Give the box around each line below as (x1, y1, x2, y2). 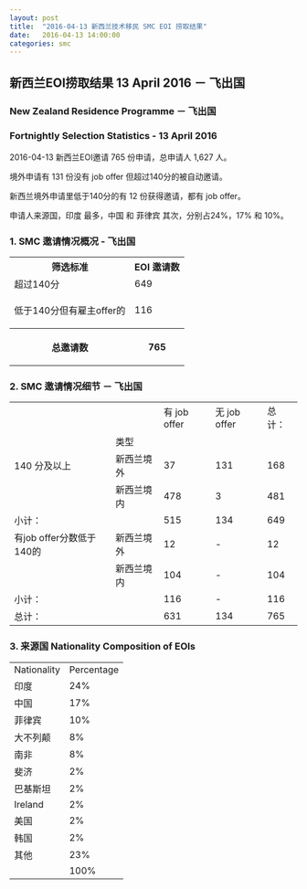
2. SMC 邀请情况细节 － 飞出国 (9, 380, 143, 393)
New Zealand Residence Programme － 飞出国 (9, 104, 217, 117)
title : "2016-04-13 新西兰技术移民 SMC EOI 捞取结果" (9, 22, 207, 31)
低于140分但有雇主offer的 (14, 304, 126, 317)
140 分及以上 (14, 460, 71, 472)
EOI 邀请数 (133, 261, 180, 274)
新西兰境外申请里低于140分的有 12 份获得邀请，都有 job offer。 (9, 190, 247, 201)
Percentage (69, 663, 120, 676)
